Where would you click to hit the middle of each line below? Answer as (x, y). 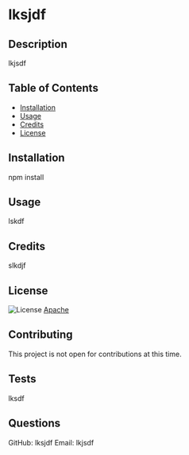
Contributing (40, 335)
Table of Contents (54, 88)
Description (38, 44)
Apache (56, 310)
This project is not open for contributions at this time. (95, 354)
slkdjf (17, 265)
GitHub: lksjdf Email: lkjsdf (51, 442)
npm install (26, 177)
